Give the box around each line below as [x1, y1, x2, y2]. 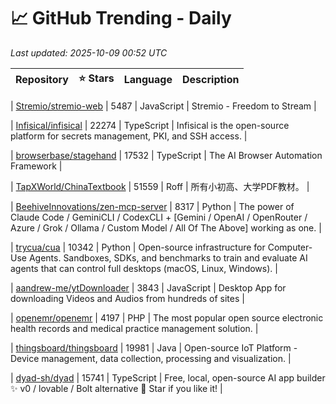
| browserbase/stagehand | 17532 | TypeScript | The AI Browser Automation [10, 149, 323, 161]
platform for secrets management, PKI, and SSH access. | [10, 130, 248, 142]
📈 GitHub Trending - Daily [10, 7, 232, 30]
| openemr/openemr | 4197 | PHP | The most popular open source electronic [10, 311, 324, 324]
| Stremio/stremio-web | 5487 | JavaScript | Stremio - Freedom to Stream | [10, 100, 317, 112]
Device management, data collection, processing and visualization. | [10, 352, 292, 364]
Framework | [10, 160, 63, 172]
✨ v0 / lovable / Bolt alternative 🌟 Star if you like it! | [10, 382, 223, 394]
